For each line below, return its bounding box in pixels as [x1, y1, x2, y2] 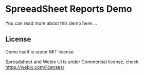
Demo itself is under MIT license [5, 48, 74, 54]
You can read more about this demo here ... [5, 20, 97, 26]
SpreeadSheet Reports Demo [5, 3, 132, 15]
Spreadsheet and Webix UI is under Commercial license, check [5, 59, 139, 65]
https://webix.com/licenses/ [5, 64, 65, 70]
